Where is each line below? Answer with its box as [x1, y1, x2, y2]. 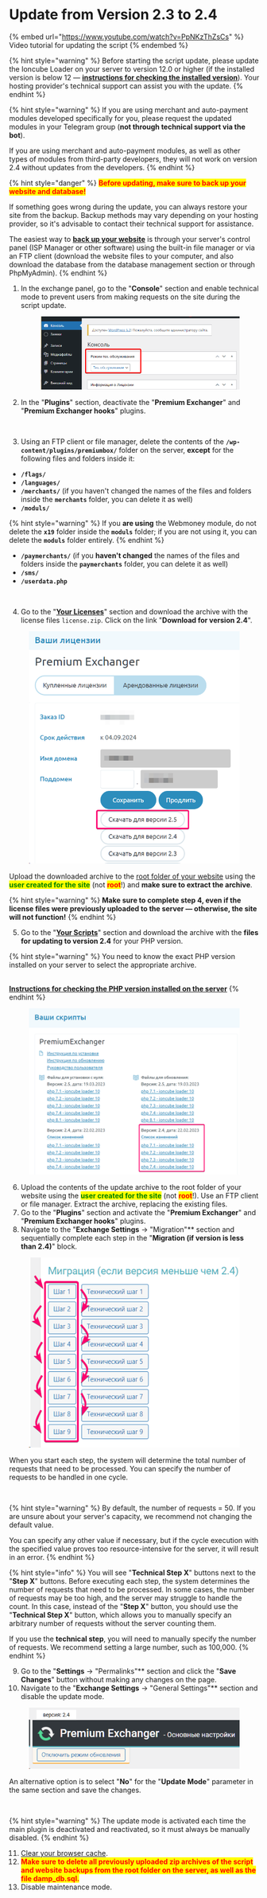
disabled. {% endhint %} [9, 1833, 90, 1842]
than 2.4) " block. [20, 1241, 78, 1251]
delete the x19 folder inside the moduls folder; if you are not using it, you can [9, 527, 257, 536]
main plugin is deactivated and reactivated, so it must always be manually [9, 1824, 250, 1834]
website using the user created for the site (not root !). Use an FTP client [20, 1191, 259, 1200]
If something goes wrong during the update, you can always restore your [9, 201, 248, 212]
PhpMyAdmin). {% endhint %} [9, 268, 108, 278]
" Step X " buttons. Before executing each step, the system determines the [9, 1576, 250, 1585]
